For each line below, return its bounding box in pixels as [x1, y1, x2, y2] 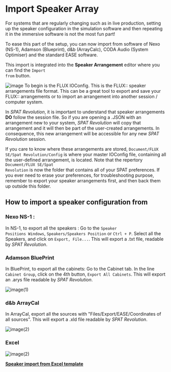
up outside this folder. [5, 183, 51, 189]
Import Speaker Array [5, 3, 99, 15]
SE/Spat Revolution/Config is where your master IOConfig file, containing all [5, 151, 166, 157]
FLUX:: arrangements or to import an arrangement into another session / [5, 93, 158, 99]
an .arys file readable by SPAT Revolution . [5, 276, 93, 282]
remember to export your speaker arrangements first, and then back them [5, 177, 161, 183]
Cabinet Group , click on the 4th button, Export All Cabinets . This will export [5, 271, 166, 277]
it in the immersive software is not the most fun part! [5, 31, 115, 37]
